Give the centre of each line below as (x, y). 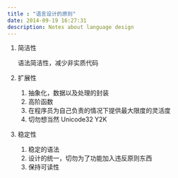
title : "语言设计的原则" (42, 14)
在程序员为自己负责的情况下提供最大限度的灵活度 (99, 111)
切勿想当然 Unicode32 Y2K (67, 119)
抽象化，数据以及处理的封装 (69, 93)
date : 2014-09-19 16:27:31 (47, 20)
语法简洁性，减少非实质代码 (58, 63)
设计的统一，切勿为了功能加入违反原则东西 (90, 158)
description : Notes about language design (71, 27)
